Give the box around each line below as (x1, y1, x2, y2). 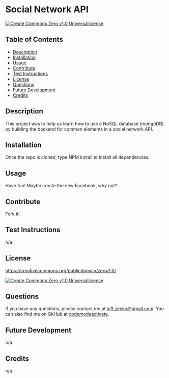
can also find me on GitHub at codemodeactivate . (5, 311, 109, 317)
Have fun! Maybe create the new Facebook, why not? (5, 183, 118, 189)
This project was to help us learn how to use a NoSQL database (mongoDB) (5, 120, 164, 127)
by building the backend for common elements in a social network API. (5, 126, 154, 132)
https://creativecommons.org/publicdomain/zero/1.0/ (5, 267, 116, 273)
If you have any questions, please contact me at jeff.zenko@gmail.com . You (5, 306, 164, 312)
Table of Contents (5, 35, 64, 44)
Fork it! (5, 211, 20, 217)
